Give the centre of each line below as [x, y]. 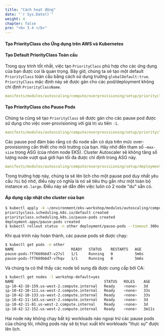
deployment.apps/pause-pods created [42, 222]
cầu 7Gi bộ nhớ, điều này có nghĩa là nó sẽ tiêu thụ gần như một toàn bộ [78, 181]
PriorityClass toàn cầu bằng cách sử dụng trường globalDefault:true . [77, 76]
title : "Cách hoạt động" [30, 10]
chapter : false [21, 23]
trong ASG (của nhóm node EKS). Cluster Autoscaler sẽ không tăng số [86, 152]
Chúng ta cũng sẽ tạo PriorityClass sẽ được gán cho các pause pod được [81, 118]
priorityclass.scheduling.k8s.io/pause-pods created [60, 217]
